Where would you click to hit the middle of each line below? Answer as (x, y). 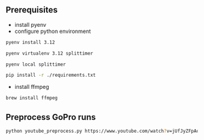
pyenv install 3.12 (30, 42)
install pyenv (30, 24)
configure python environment (53, 31)
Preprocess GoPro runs (51, 117)
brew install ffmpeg (32, 98)
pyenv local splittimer (36, 64)
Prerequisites (32, 10)
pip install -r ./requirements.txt (51, 75)
